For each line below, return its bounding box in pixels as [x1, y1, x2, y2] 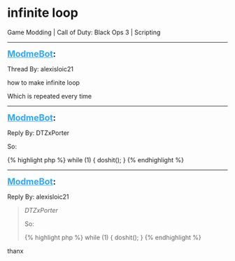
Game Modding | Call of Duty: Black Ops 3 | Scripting [7, 28, 161, 36]
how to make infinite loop [7, 78, 80, 87]
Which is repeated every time [7, 92, 92, 100]
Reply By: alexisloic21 [7, 192, 69, 201]
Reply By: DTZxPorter [7, 128, 70, 137]
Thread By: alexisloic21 [7, 64, 73, 73]
